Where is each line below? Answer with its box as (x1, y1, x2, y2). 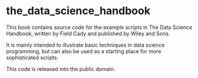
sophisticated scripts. (6, 54, 59, 61)
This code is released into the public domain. (6, 65, 115, 72)
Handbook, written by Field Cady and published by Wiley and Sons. (6, 30, 170, 37)
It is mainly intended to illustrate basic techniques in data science (6, 41, 165, 48)
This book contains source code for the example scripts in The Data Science (6, 24, 193, 31)
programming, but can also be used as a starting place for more (6, 47, 161, 54)
